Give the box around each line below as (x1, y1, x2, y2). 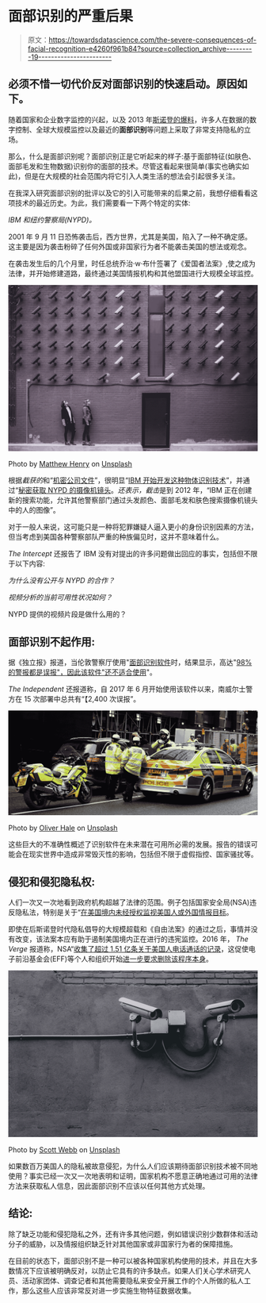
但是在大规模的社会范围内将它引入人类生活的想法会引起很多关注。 (25, 171, 240, 181)
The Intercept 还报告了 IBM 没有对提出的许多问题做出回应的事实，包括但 (8, 549, 244, 559)
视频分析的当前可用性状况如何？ (8, 593, 112, 602)
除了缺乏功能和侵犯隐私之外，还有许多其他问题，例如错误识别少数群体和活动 (8, 1229, 258, 1239)
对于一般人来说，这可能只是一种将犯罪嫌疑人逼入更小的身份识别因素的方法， (8, 522, 258, 532)
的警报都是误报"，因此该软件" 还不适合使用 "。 (8, 667, 157, 677)
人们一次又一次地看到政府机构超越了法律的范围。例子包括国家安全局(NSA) (8, 897, 250, 907)
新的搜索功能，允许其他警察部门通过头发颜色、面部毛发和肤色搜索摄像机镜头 (8, 495, 258, 505)
